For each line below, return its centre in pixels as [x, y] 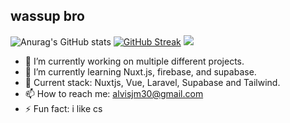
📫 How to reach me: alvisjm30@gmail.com [114, 93]
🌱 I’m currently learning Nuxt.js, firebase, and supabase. [140, 71]
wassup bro [47, 16]
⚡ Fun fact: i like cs [63, 108]
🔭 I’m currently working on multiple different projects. [134, 61]
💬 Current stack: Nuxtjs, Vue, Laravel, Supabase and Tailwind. [152, 82]
